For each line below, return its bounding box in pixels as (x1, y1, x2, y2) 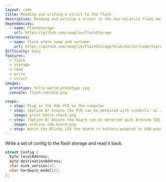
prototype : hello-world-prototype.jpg (9, 85, 90, 91)
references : (5, 35, 30, 40)
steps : (5, 99, 19, 104)
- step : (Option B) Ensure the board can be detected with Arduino (9, 117, 152, 122)
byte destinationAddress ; (9, 159, 63, 164)
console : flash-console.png (9, 90, 68, 95)
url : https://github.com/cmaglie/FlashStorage (14, 30, 112, 35)
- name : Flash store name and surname (9, 40, 90, 45)
